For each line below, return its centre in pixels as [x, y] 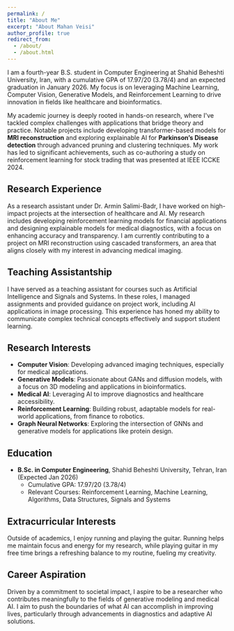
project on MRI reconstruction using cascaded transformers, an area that [112, 243]
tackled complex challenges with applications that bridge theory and [106, 123]
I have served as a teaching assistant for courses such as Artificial [102, 289]
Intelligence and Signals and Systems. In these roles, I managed [99, 296]
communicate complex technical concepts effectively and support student [114, 318]
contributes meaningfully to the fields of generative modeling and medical [113, 599]
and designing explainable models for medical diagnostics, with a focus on [114, 228]
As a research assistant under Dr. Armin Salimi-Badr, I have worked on [108, 205]
